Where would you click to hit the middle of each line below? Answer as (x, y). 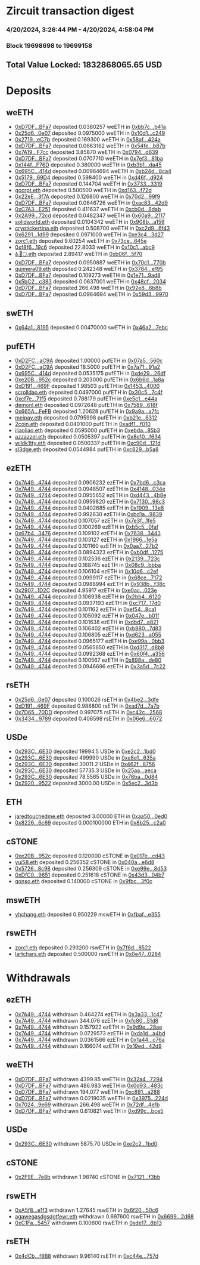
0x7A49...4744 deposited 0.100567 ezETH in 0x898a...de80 (88, 660)
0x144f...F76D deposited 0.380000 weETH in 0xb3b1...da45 (88, 165)
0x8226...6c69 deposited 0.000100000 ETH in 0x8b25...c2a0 (90, 823)
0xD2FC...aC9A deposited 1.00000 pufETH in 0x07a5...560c (89, 361)
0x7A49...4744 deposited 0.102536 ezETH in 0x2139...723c (87, 559)
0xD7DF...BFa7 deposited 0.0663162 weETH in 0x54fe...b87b (90, 146)
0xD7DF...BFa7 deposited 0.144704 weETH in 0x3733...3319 (88, 184)
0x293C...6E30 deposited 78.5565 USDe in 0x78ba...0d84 (86, 777)
